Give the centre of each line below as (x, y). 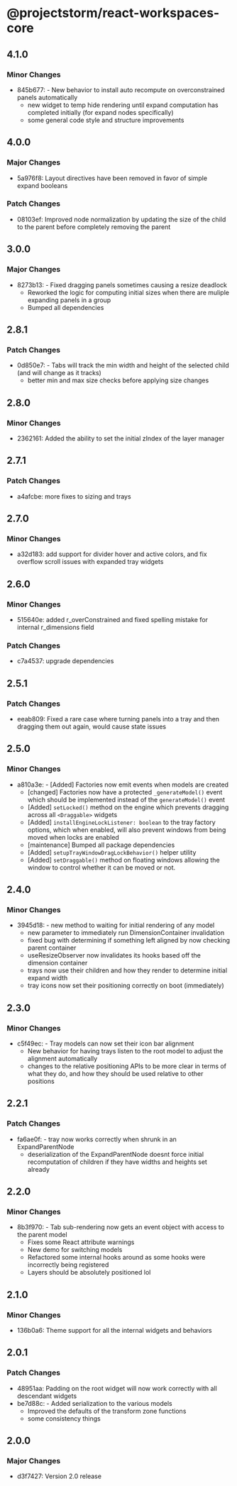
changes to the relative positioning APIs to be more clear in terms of (127, 1066)
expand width (48, 978)
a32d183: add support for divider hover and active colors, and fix (112, 554)
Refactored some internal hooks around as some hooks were (116, 1258)
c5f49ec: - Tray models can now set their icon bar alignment (105, 1043)
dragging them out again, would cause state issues (92, 726)
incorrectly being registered (68, 1265)
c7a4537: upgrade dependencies (65, 661)
